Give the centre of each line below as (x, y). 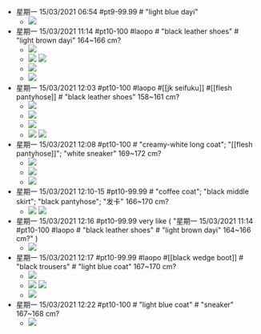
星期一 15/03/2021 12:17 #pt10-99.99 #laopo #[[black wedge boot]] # (130, 258)
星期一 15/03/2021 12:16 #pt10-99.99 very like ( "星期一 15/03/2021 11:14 (135, 221)
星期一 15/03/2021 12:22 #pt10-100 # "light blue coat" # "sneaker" (125, 304)
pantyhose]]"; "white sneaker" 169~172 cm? (88, 153)
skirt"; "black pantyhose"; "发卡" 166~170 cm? (92, 201)
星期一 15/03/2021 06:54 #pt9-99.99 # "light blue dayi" (107, 12)
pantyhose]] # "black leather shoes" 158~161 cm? (98, 97)
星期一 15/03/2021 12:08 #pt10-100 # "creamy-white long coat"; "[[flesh (134, 144)
